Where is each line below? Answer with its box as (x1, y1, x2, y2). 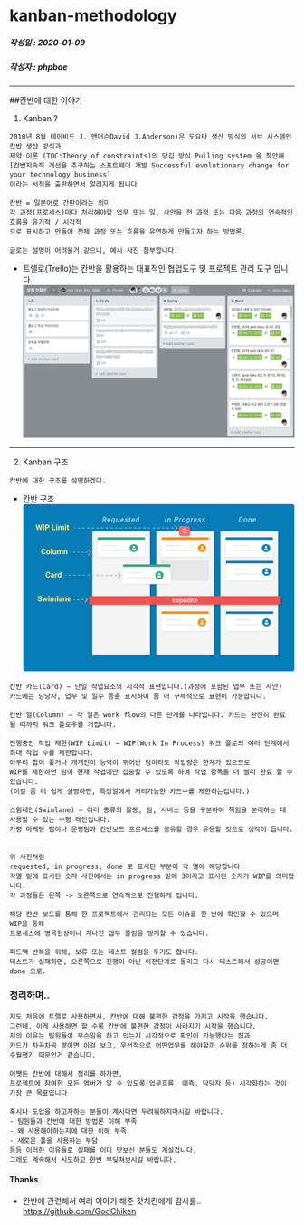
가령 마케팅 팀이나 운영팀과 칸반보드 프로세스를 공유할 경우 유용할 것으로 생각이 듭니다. (9, 825, 294, 834)
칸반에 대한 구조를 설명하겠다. (9, 476, 107, 485)
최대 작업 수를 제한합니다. (9, 748, 94, 757)
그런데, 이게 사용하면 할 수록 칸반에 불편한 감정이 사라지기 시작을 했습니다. (9, 1021, 256, 1030)
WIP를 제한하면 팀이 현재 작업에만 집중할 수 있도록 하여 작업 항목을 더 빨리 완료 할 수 (9, 767, 293, 777)
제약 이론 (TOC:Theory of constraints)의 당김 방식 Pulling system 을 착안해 (9, 151, 285, 160)
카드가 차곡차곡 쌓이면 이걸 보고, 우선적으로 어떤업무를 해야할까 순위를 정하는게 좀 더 (9, 1040, 288, 1050)
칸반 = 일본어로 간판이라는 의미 (9, 198, 111, 207)
